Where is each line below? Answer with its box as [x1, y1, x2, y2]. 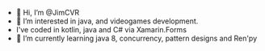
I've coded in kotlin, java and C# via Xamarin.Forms [15, 25, 187, 34]
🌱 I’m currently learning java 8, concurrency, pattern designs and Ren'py [15, 33, 258, 43]
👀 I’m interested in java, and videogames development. [15, 16, 199, 26]
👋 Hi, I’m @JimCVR [15, 8, 80, 17]
